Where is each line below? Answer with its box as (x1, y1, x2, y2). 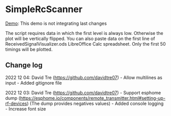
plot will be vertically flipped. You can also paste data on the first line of (5, 35, 155, 42)
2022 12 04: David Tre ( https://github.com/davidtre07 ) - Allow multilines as (5, 74, 163, 81)
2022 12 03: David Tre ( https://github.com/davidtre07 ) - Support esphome (5, 90, 161, 96)
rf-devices (5, 100, 27, 106)
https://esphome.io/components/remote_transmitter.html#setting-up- (20, 95, 166, 101)
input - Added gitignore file (5, 80, 62, 86)
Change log (5, 61, 43, 69)
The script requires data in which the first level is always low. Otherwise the (5, 30, 164, 36)
